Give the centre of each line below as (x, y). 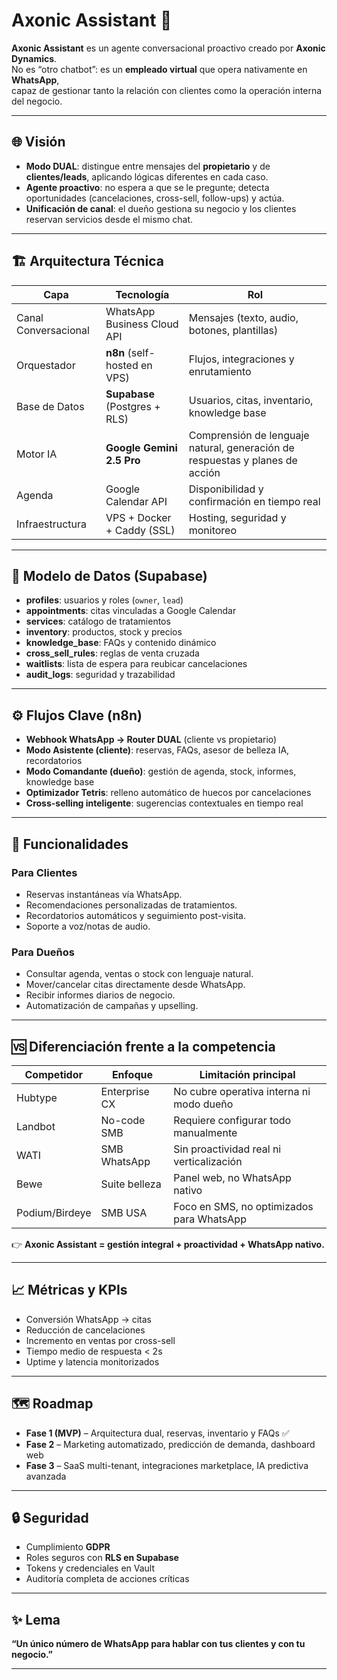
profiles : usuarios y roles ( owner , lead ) (104, 600)
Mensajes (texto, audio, (243, 317)
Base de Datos (50, 406)
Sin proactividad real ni (227, 1149)
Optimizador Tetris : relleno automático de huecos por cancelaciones (168, 793)
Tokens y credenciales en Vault (90, 1568)
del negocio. (37, 101)
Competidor (54, 1074)
